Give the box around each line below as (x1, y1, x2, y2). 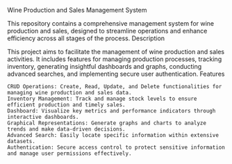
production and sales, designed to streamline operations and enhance (7, 27, 208, 35)
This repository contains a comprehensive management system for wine (7, 19, 215, 27)
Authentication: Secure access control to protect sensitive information (7, 144, 226, 151)
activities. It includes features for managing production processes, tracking (7, 55, 222, 63)
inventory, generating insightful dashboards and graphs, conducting (7, 63, 202, 70)
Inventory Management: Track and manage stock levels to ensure (7, 95, 197, 102)
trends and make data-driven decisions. (7, 126, 126, 133)
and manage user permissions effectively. (7, 150, 132, 157)
